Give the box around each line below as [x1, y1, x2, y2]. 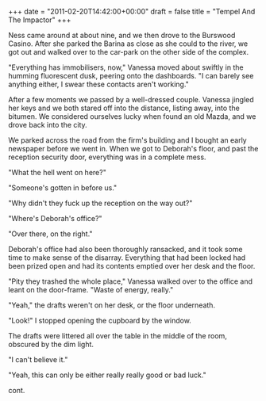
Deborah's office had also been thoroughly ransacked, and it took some [8, 245, 244, 254]
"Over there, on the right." [8, 229, 93, 239]
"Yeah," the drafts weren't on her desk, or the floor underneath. [8, 300, 216, 310]
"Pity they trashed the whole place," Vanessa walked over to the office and [8, 277, 253, 286]
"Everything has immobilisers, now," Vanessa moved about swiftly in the [8, 63, 244, 72]
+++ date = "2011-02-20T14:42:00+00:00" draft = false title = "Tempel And [8, 7, 256, 16]
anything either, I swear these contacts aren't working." [8, 79, 189, 89]
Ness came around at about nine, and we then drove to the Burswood [8, 31, 236, 40]
